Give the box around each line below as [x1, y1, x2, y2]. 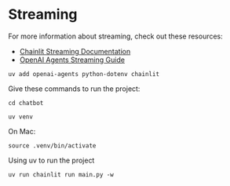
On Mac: [8, 126, 36, 136]
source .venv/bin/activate [8, 141, 97, 150]
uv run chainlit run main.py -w [8, 170, 114, 178]
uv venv [8, 112, 34, 121]
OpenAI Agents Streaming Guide [19, 55, 126, 64]
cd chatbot [8, 99, 44, 107]
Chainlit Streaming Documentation [19, 46, 131, 56]
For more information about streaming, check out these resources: [8, 31, 224, 41]
